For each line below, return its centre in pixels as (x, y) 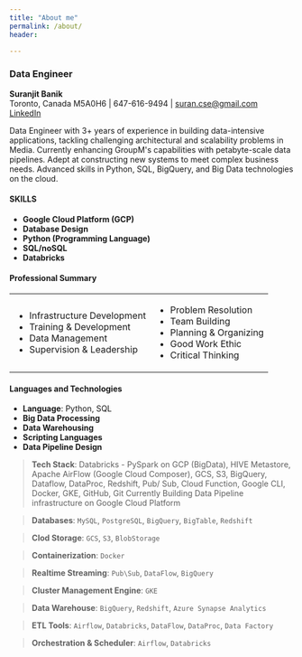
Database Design (55, 229)
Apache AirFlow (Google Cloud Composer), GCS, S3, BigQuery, (149, 474)
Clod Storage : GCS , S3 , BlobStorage (96, 538)
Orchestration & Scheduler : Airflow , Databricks (121, 643)
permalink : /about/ (46, 26)
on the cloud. (34, 178)
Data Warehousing (58, 428)
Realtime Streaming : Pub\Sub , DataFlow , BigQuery (122, 573)
